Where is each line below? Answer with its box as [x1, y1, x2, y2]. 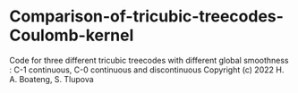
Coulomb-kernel [9, 25, 134, 46]
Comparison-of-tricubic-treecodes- [9, 6, 285, 27]
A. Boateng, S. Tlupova [9, 73, 94, 84]
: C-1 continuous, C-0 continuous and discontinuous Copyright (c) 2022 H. [9, 64, 285, 75]
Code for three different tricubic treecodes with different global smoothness [9, 55, 289, 65]
